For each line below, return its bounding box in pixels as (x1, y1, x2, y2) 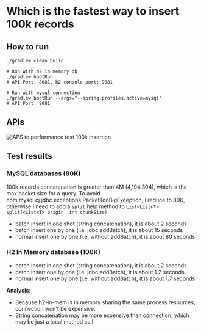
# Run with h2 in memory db (6, 68, 78, 75)
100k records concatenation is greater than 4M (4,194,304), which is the (6, 183, 188, 191)
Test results (6, 151, 52, 161)
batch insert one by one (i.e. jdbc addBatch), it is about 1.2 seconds (15, 268, 185, 275)
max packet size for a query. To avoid (6, 189, 100, 197)
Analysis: (6, 286, 31, 294)
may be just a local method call (15, 318, 93, 325)
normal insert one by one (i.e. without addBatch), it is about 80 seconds (15, 233, 196, 240)
